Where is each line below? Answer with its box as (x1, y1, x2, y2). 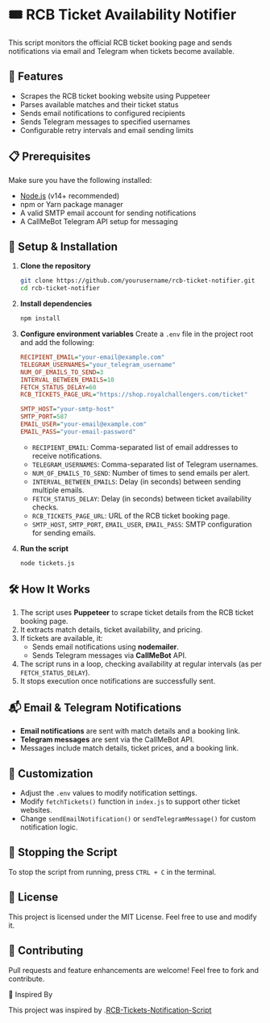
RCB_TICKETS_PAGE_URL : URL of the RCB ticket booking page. (31, 510, 231, 520)
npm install (19, 314, 60, 322)
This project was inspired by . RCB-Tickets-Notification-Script (8, 1004, 212, 1015)
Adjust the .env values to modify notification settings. (19, 788, 197, 798)
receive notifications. (31, 451, 102, 460)
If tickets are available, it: (19, 634, 103, 643)
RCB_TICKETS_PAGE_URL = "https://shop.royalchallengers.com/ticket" (19, 391, 248, 399)
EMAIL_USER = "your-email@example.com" (19, 420, 147, 428)
